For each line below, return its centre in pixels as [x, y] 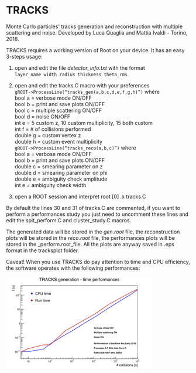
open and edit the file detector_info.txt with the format [80, 67]
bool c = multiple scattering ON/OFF [58, 110]
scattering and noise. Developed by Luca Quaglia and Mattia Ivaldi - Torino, [97, 32]
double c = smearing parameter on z [59, 166]
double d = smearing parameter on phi [61, 172]
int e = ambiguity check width [50, 185]
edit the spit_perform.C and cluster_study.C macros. [69, 220]
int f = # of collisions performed [53, 129]
